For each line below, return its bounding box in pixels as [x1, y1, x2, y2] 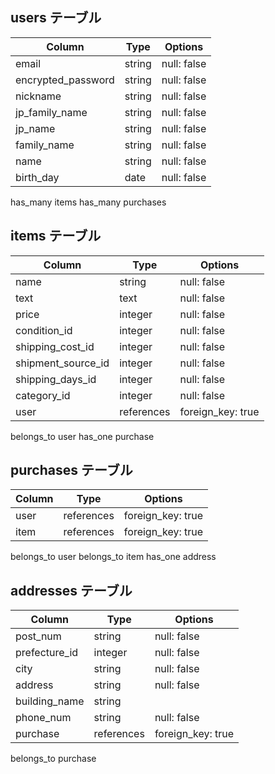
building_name [15, 694, 85, 708]
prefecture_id [15, 646, 79, 660]
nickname [15, 89, 62, 103]
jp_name [15, 121, 56, 135]
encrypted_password [15, 73, 115, 87]
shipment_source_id [15, 356, 110, 370]
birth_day [15, 170, 60, 184]
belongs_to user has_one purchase [10, 430, 155, 442]
